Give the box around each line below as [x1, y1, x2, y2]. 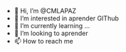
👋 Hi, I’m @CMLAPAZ [14, 7, 77, 15]
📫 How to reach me [14, 37, 73, 45]
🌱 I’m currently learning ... [14, 22, 90, 30]
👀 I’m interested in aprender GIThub [14, 14, 120, 22]
